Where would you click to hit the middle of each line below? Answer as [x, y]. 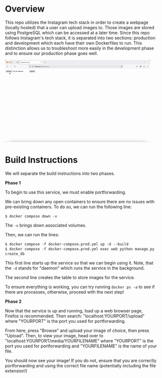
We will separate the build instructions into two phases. [60, 173]
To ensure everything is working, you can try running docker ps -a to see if [80, 287]
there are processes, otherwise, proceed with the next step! [65, 292]
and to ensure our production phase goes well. [52, 53]
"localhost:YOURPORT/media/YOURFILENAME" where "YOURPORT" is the [79, 341]
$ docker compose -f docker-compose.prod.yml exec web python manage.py [80, 249]
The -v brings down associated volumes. [46, 225]
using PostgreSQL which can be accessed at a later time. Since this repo [77, 33]
